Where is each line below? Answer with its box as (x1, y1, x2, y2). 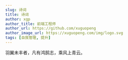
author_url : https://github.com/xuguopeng (5, 26, 96, 31)
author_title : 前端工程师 (5, 21, 56, 26)
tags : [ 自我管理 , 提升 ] (5, 35, 51, 40)
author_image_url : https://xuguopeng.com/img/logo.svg (5, 30, 123, 35)
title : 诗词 (5, 12, 29, 17)
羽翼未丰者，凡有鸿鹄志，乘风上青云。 (5, 49, 85, 55)
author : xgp (5, 16, 30, 21)
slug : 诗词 (5, 7, 27, 12)
